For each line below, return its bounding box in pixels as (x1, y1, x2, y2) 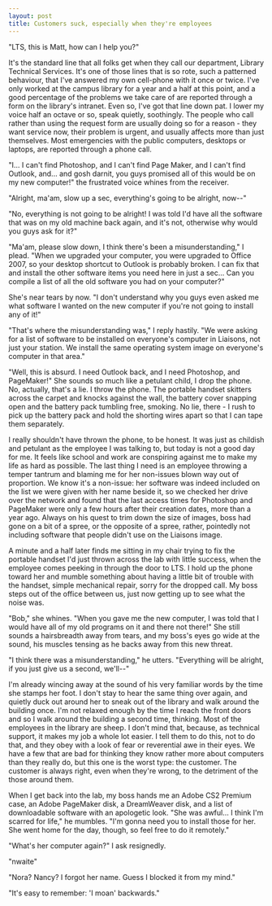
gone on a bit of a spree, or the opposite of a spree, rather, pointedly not (8, 521, 251, 531)
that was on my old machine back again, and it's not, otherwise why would (8, 217, 258, 227)
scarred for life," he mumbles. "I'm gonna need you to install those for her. (8, 816, 257, 826)
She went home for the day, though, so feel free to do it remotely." (8, 825, 230, 834)
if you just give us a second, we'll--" (8, 663, 130, 673)
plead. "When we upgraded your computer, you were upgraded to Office (8, 250, 252, 260)
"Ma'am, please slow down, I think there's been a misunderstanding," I (8, 242, 244, 252)
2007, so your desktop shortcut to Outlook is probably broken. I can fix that (8, 259, 260, 269)
